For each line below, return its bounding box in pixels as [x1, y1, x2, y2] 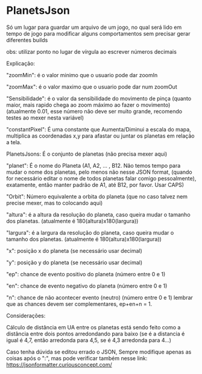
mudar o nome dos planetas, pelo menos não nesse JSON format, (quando [6, 168, 193, 176]
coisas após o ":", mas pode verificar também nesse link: [6, 354, 148, 362]
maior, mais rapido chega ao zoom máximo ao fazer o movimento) [6, 101, 171, 109]
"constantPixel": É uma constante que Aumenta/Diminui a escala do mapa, [6, 125, 191, 133]
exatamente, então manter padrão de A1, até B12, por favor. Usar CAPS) [6, 181, 185, 188]
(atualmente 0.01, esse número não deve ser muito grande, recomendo [6, 107, 183, 115]
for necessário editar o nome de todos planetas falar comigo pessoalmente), [6, 174, 197, 182]
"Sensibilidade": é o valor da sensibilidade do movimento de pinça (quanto [6, 95, 192, 102]
